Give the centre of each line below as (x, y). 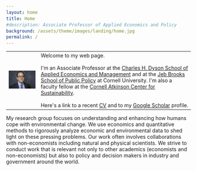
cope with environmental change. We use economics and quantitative (90, 124)
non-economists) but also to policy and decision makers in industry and (93, 156)
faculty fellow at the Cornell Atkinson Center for (98, 86)
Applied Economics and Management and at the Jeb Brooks (113, 74)
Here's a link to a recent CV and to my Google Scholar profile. (115, 105)
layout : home (22, 12)
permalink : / (22, 37)
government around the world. (43, 162)
